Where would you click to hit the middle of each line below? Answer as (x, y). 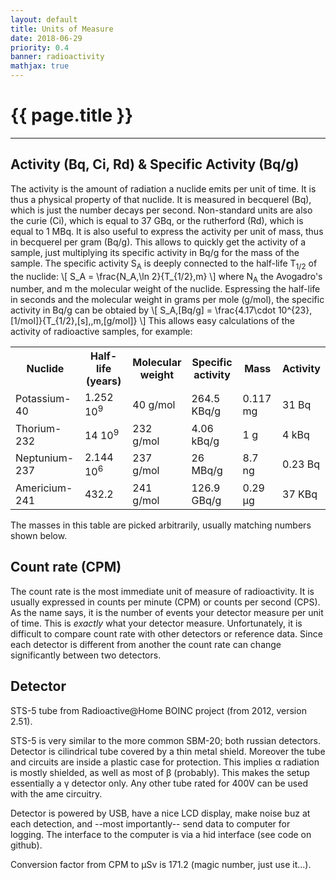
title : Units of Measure (62, 29)
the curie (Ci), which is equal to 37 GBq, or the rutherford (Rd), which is (157, 220)
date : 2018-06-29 (46, 38)
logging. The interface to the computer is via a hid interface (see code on (161, 834)
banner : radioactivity (57, 57)
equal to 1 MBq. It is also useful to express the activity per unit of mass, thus (167, 231)
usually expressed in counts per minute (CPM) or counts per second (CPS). (165, 602)
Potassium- (43, 398)
